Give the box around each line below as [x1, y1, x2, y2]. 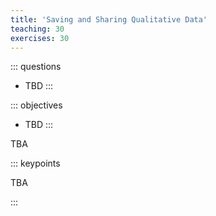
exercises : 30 [10, 33, 70, 43]
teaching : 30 [10, 24, 65, 34]
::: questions [10, 61, 62, 73]
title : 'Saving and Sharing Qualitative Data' [10, 14, 208, 25]
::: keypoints [10, 157, 61, 170]
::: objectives [10, 99, 63, 111]
